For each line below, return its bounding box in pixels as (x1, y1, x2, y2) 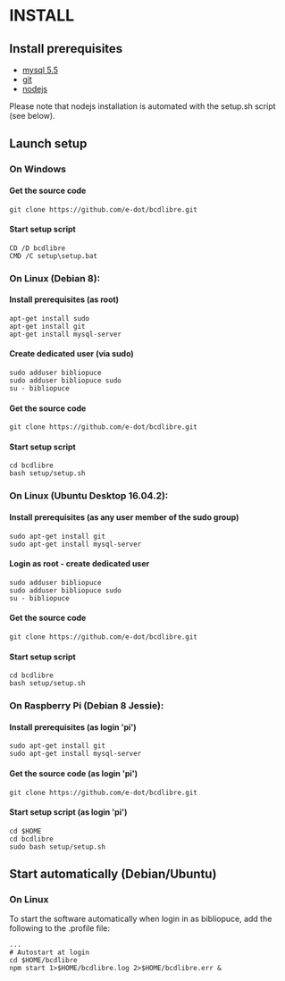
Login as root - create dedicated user (9, 558, 150, 569)
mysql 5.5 (21, 64, 59, 75)
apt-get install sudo (9, 314, 90, 323)
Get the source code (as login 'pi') (9, 767, 138, 778)
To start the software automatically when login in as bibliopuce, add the (9, 913, 272, 925)
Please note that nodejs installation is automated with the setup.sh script (9, 101, 276, 112)
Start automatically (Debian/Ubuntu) (9, 867, 217, 882)
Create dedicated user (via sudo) (9, 348, 134, 359)
